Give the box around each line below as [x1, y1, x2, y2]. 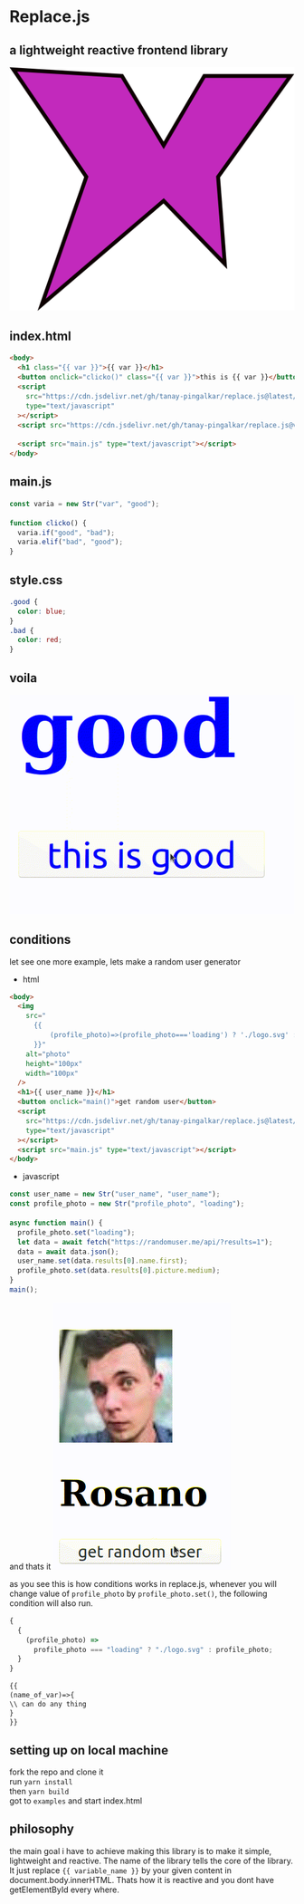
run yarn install [9, 1775, 73, 1786]
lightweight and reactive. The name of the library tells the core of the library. [9, 1855, 294, 1866]
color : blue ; [17, 607, 67, 616]
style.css [9, 572, 63, 588]
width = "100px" [25, 1069, 79, 1078]
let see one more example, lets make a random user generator [9, 956, 242, 966]
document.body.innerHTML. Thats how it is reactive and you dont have [9, 1874, 274, 1885]
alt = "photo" [25, 1049, 71, 1059]
